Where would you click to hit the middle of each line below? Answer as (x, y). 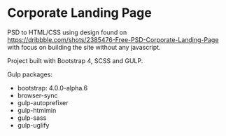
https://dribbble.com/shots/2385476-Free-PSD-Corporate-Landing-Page (113, 39)
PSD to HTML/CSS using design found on (67, 32)
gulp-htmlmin (37, 110)
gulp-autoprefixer (43, 102)
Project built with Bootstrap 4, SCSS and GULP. (75, 60)
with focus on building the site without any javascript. (84, 47)
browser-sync (37, 95)
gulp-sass (32, 118)
